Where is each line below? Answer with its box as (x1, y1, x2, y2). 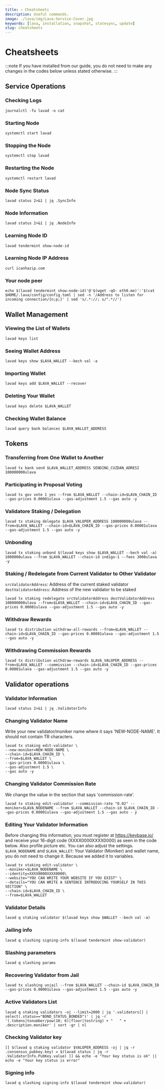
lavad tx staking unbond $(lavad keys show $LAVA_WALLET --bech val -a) (5, 550, 157, 555)
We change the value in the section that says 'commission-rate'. (5, 792, 135, 798)
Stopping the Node (5, 142, 51, 149)
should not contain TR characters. (5, 734, 74, 740)
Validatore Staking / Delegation (5, 508, 81, 515)
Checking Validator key (5, 1034, 62, 1041)
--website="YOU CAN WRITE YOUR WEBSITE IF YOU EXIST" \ (5, 876, 122, 881)
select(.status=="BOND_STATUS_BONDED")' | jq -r (5, 1014, 107, 1019)
